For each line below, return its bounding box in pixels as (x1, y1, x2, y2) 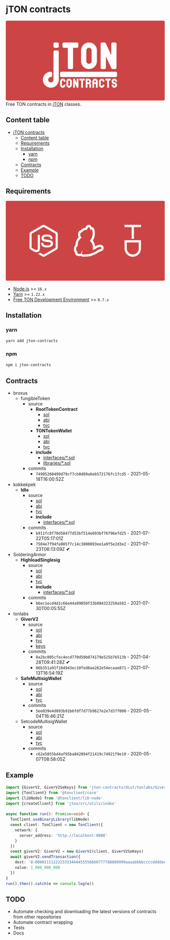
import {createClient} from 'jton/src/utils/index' (6, 801, 117, 806)
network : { (15, 828, 38, 833)
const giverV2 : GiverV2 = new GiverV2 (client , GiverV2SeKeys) (10, 849, 144, 854)
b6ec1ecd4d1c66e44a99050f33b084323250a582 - (35, 600, 130, 606)
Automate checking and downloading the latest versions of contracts (13, 909, 157, 915)
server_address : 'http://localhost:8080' (19, 833, 108, 838)
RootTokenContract (35, 406, 78, 412)
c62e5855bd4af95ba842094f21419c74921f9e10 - (35, 751, 130, 757)
